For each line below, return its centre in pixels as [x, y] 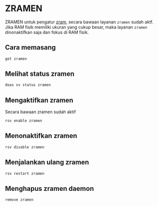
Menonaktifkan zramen [41, 136]
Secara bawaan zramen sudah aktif [41, 112]
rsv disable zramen [25, 147]
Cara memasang [30, 47]
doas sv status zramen [28, 85]
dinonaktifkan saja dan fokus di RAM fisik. [47, 32]
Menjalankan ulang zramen [47, 163]
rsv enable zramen [24, 121]
